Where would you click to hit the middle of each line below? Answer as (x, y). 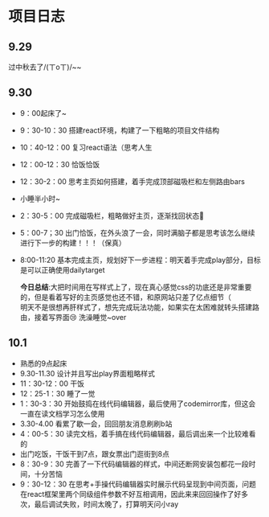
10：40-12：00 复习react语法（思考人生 (86, 147)
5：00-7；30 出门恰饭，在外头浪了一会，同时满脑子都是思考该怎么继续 (137, 232)
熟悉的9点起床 (43, 363)
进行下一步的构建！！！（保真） (73, 243)
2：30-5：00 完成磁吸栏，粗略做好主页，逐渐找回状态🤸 (112, 215)
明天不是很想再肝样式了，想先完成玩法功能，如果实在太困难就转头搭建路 (139, 307)
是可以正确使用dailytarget (63, 269)
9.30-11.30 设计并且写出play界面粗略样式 (87, 373)
